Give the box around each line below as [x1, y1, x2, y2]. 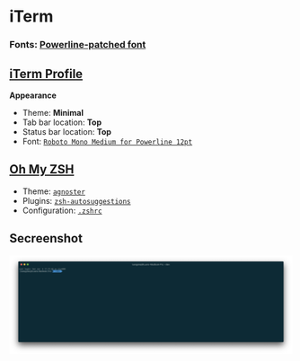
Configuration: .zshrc [22, 205, 102, 216]
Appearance [9, 90, 57, 101]
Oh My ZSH [9, 162, 75, 177]
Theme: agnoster [22, 186, 85, 197]
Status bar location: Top [22, 126, 112, 136]
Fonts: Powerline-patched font [9, 39, 146, 51]
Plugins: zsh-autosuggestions [22, 195, 132, 206]
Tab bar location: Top [22, 117, 102, 128]
